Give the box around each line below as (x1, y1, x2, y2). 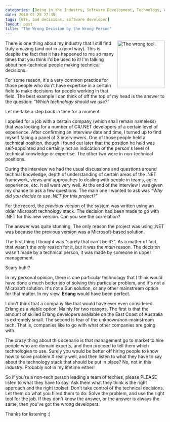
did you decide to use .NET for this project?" (5, 193, 98, 199)
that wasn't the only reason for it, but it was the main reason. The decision (5, 244, 160, 250)
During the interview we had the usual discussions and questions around (5, 166, 157, 172)
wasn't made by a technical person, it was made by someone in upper (5, 249, 152, 255)
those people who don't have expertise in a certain (5, 82, 111, 89)
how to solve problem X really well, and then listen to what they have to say (5, 353, 162, 360)
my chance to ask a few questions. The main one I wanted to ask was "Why (5, 187, 163, 193)
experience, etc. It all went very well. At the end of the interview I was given (5, 182, 163, 188)
